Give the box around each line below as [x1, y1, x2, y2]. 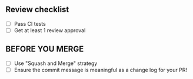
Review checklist [5, 5, 69, 15]
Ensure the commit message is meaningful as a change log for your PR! [14, 66, 188, 73]
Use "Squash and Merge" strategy [14, 60, 98, 67]
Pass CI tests [14, 20, 46, 27]
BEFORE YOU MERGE [5, 44, 84, 54]
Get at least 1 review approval [14, 26, 86, 34]
